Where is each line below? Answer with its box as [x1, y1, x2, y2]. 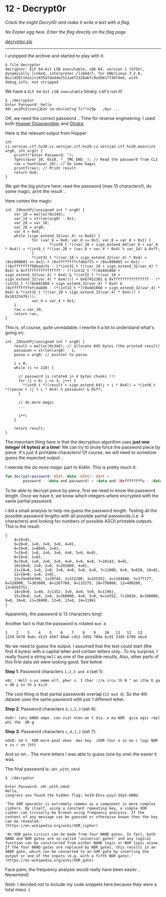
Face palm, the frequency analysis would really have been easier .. [5, 866, 141, 872]
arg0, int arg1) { [5, 148, 43, 153]
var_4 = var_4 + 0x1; [31, 298, 77, 303]
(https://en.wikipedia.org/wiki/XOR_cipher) [5, 823, 98, 828]
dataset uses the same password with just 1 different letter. [5, 696, 125, 702]
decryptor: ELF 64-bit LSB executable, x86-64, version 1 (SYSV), [5, 66, 145, 72]
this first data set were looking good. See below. [5, 659, 103, 665]
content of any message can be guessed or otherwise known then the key [5, 814, 158, 819]
